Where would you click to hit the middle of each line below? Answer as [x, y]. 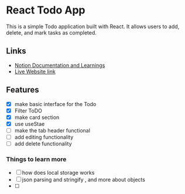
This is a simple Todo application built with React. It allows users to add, [93, 26]
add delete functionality [43, 144]
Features [23, 90]
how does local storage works [58, 173]
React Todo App [46, 10]
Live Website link [35, 72]
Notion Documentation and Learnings [60, 65]
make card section [37, 117]
